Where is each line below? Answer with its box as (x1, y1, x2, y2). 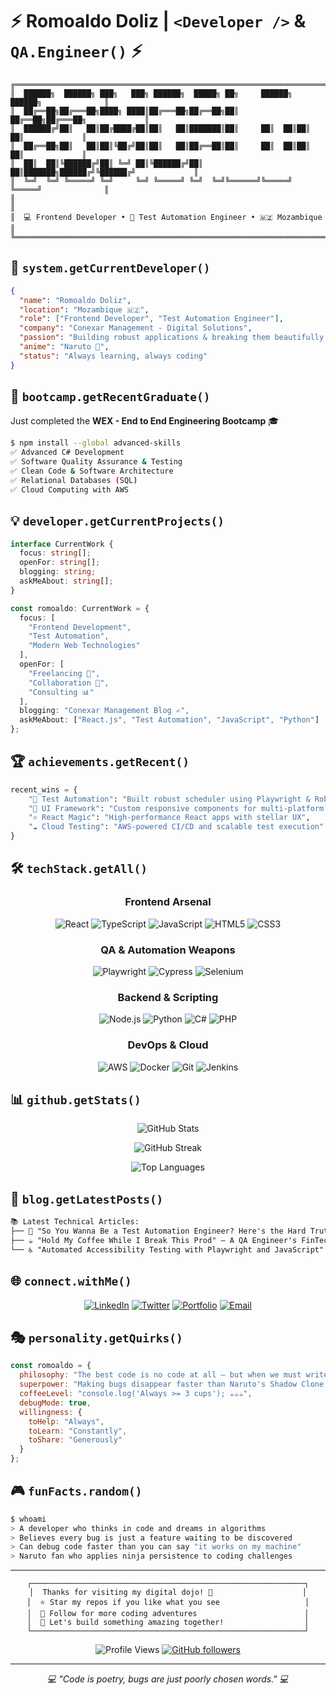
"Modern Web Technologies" (28, 641, 141, 651)
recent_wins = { (10, 784, 78, 795)
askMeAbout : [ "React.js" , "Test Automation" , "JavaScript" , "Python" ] (19, 715, 320, 725)
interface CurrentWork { (10, 539, 114, 549)
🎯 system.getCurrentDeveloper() (10, 259, 211, 277)
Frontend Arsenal (124, 895, 212, 909)
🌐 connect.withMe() (10, 1273, 132, 1290)
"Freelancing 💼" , (28, 668, 101, 678)
